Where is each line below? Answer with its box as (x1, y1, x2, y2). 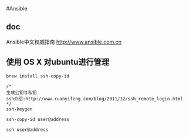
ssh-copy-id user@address (6, 116, 69, 122)
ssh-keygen (6, 106, 33, 112)
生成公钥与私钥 (6, 89, 37, 96)
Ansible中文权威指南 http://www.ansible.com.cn (6, 38, 122, 45)
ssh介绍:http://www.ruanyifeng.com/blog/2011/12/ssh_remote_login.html (6, 96, 183, 102)
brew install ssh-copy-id (6, 73, 69, 79)
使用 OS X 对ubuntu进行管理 (6, 57, 110, 67)
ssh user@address (6, 126, 49, 133)
